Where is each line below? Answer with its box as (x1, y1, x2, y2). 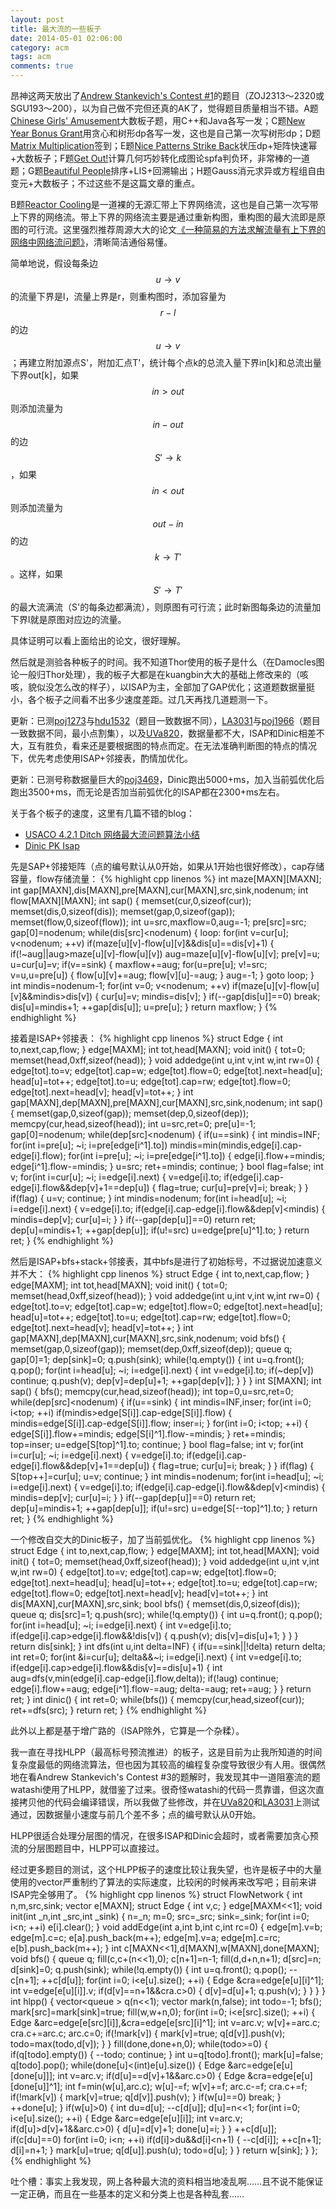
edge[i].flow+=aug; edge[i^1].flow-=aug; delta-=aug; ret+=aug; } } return (10, 1683, 312, 1695)
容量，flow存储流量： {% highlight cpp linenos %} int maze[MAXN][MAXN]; (10, 873, 322, 885)
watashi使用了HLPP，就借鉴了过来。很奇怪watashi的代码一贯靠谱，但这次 (10, 1784, 316, 1795)
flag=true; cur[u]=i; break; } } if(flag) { (158, 1460, 315, 1471)
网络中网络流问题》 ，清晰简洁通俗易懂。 (10, 236, 173, 248)
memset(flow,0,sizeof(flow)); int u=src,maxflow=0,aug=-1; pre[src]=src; (10, 916, 307, 928)
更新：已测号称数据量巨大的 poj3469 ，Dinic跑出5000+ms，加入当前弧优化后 (10, 774, 325, 785)
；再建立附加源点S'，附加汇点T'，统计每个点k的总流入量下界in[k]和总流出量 (10, 357, 322, 368)
